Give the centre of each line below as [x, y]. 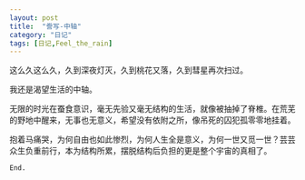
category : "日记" [41, 35]
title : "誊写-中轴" [45, 26]
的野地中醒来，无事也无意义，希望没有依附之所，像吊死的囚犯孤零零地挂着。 [152, 120]
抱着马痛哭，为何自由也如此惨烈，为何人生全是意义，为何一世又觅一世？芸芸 [152, 140]
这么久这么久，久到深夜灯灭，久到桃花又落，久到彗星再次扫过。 [128, 70]
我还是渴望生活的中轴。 [53, 90]
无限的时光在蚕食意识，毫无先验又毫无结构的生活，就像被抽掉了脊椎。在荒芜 [152, 109]
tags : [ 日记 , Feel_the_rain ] [61, 43]
